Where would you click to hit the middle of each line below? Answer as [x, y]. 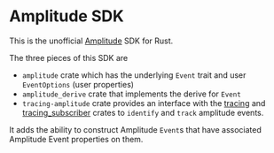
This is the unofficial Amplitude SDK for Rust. [91, 41]
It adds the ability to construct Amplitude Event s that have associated [135, 129]
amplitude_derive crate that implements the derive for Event [131, 94]
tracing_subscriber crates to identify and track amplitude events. [143, 112]
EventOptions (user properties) [78, 84]
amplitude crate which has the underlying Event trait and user [134, 75]
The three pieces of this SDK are [69, 57]
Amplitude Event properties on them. [76, 139]
